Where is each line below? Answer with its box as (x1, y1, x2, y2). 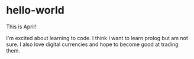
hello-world (6, 4, 65, 17)
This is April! (6, 23, 37, 30)
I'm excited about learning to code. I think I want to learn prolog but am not (6, 34, 188, 41)
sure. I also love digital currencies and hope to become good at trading (6, 41, 179, 48)
